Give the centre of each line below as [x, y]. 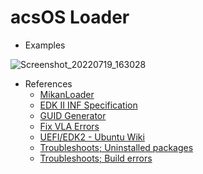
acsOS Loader [70, 17]
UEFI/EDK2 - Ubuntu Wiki [92, 137]
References [48, 83]
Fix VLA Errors [69, 126]
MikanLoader [67, 94]
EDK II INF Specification [88, 105]
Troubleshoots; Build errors [96, 158]
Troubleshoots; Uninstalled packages [116, 147]
